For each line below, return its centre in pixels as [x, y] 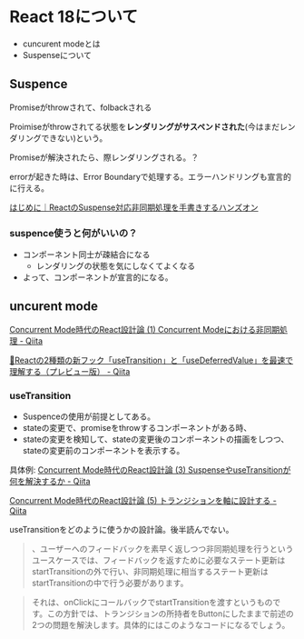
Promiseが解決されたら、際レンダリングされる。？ [104, 157]
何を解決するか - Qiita [50, 482]
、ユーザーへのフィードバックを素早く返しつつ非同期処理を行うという [162, 549]
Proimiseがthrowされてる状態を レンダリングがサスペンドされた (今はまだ [144, 126]
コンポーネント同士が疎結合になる [86, 255]
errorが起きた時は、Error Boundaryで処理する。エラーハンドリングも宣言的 [151, 176]
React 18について [74, 17]
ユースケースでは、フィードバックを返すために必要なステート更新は [158, 560]
